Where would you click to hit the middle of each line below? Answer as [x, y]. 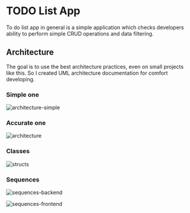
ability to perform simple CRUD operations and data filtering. [80, 33]
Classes [18, 151]
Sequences [23, 179]
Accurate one [26, 123]
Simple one [23, 94]
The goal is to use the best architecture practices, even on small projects [95, 66]
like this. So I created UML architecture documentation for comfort [87, 73]
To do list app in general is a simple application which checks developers [95, 27]
